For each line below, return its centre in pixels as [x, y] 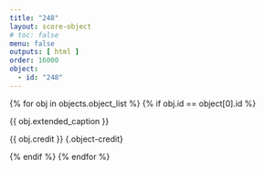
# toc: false [34, 35]
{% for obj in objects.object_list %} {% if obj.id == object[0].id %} [133, 103]
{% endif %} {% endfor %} [60, 156]
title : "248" [34, 18]
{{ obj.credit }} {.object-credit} [66, 139]
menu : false [32, 43]
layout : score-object [51, 27]
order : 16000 [34, 60]
